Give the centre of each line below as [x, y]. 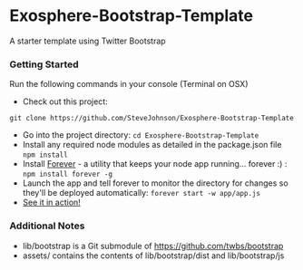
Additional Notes [47, 226]
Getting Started [44, 64]
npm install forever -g [68, 174]
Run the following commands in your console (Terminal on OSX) [129, 84]
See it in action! [52, 202]
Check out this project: [65, 101]
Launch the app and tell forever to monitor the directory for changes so [155, 183]
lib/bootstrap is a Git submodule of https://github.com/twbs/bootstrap [153, 246]
